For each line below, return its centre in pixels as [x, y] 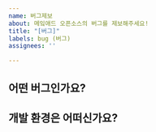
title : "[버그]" [34, 31]
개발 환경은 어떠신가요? [63, 118]
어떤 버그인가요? [47, 88]
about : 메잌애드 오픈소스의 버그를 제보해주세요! [78, 23]
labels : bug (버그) [40, 38]
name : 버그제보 [30, 16]
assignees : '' [32, 46]
